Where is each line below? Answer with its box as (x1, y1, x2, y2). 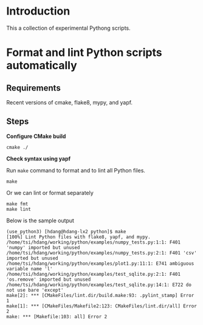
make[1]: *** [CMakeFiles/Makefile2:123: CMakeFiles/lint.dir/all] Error (6, 303, 198, 309)
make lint (6, 206, 32, 212)
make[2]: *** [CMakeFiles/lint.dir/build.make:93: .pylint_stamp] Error (6, 292, 194, 298)
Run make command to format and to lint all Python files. (6, 166, 146, 174)
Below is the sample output (6, 217, 75, 224)
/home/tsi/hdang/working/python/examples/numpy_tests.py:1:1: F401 (6, 239, 181, 245)
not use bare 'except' (6, 287, 64, 293)
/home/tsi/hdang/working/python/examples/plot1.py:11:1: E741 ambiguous (6, 260, 194, 267)
